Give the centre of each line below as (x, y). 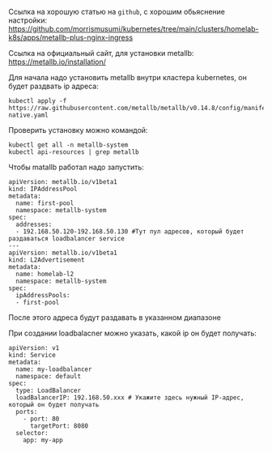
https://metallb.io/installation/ (57, 62)
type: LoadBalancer (49, 390)
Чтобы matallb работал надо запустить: (76, 167)
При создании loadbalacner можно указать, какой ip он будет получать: (133, 333)
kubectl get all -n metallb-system (68, 145)
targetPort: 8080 (59, 426)
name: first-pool (45, 203)
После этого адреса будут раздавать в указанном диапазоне (115, 318)
